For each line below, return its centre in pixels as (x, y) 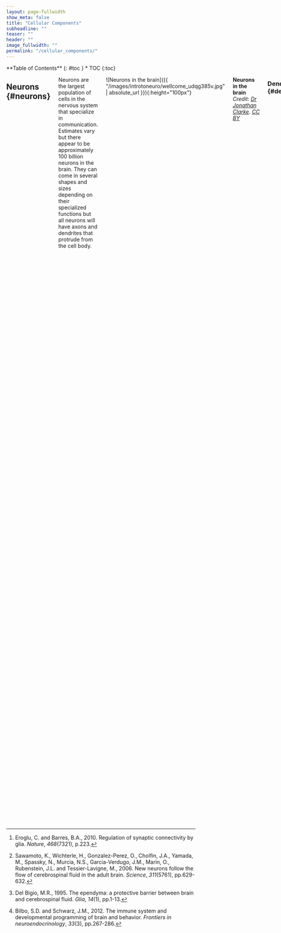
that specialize (76, 111)
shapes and (73, 182)
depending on (75, 194)
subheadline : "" (26, 29)
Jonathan (245, 105)
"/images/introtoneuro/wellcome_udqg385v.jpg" (165, 86)
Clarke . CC (246, 111)
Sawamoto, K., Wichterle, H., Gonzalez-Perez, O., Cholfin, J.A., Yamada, (104, 855)
